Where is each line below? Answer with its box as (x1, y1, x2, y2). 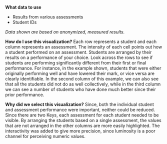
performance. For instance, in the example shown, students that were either (5, 65, 161, 71)
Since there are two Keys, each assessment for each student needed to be (5, 112, 159, 118)
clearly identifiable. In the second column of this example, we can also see (5, 76, 159, 81)
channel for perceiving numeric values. (5, 133, 86, 139)
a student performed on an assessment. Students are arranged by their (5, 49, 152, 55)
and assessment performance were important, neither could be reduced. (5, 107, 155, 112)
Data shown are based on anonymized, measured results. (5, 29, 125, 34)
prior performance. (5, 92, 44, 97)
